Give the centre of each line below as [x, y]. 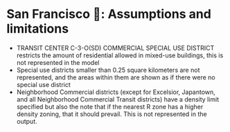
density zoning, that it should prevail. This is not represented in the [112, 114]
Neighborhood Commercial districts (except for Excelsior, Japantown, [116, 92]
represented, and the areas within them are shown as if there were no [116, 77]
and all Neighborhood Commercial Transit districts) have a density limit [118, 99]
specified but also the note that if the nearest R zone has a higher [110, 106]
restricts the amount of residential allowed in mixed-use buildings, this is [120, 55]
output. [27, 121]
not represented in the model [58, 62]
